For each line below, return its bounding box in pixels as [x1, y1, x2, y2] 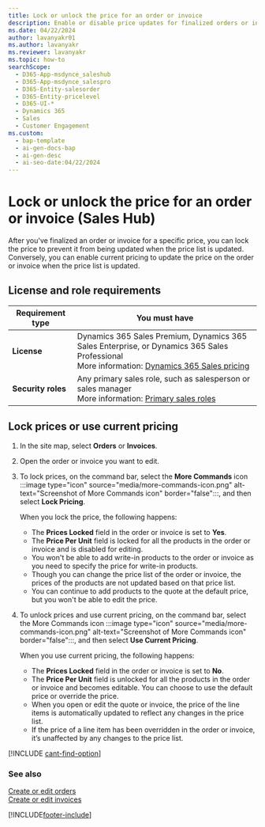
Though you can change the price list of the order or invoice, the [31, 569, 242, 579]
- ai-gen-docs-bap [15, 144, 77, 152]
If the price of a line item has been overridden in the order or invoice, [31, 725, 256, 734]
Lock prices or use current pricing [8, 420, 179, 434]
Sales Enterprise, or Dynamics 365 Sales [77, 340, 229, 351]
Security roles [12, 383, 67, 394]
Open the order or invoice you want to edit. [19, 456, 160, 465]
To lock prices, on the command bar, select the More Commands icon [19, 472, 248, 481]
